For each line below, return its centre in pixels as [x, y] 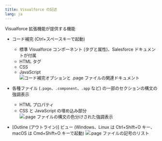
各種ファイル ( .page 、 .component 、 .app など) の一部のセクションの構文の [85, 88]
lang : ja [14, 14]
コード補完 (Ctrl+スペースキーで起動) [49, 39]
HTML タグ [30, 61]
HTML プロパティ [37, 105]
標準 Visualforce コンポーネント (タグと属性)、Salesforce [76, 49]
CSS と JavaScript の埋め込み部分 [53, 110]
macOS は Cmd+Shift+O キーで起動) [48, 133]
